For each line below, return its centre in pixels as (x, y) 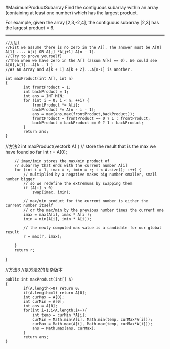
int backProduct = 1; (46, 92)
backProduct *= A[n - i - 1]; (64, 110)
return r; (25, 250)
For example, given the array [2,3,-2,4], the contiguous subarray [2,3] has (82, 23)
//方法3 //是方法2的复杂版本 (34, 270)
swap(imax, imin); (52, 192)
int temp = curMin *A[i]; (59, 315)
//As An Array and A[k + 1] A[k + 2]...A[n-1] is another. (69, 69)
